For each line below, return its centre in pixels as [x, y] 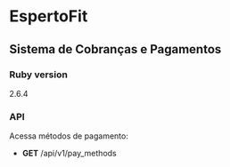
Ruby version [39, 75]
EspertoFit [49, 16]
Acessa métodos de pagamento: [69, 136]
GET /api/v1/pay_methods [70, 154]
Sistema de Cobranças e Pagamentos [115, 49]
